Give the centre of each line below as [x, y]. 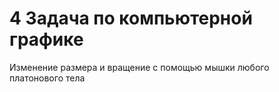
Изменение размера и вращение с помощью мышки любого [139, 67]
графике [46, 39]
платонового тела [47, 78]
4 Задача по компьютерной [131, 18]
